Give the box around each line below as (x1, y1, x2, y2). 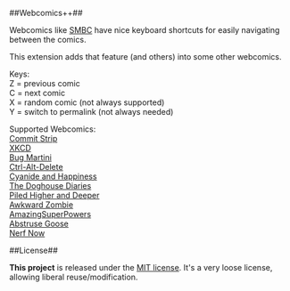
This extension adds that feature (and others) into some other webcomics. (9, 52, 283, 61)
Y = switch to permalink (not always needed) (9, 107, 174, 117)
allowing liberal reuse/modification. (9, 271, 138, 282)
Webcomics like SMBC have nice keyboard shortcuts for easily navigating (9, 25, 280, 35)
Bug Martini (9, 152, 52, 163)
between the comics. (9, 35, 87, 44)
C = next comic (9, 88, 65, 98)
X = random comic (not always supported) (9, 97, 165, 108)
